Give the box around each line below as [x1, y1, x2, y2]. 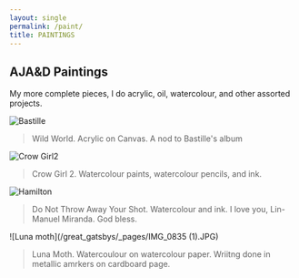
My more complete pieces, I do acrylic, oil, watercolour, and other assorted [9, 88, 291, 99]
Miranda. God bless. [62, 213, 138, 224]
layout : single [9, 13, 67, 23]
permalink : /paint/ [9, 22, 84, 31]
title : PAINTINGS [9, 30, 75, 39]
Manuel [31, 213, 61, 224]
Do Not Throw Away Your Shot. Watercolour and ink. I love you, [31, 204, 269, 215]
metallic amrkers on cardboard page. [31, 259, 171, 270]
